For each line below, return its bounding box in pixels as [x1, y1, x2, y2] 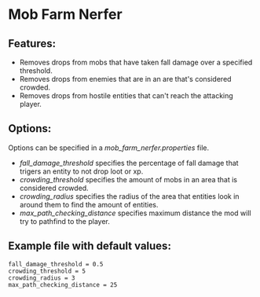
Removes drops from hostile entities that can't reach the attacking [19, 91, 233, 100]
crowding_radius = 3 [8, 273, 76, 282]
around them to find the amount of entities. [19, 200, 159, 209]
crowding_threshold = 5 [8, 267, 86, 275]
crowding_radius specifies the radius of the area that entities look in [19, 191, 240, 201]
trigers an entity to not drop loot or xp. [19, 167, 144, 176]
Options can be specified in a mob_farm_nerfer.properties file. [8, 143, 210, 152]
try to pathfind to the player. [19, 216, 110, 225]
